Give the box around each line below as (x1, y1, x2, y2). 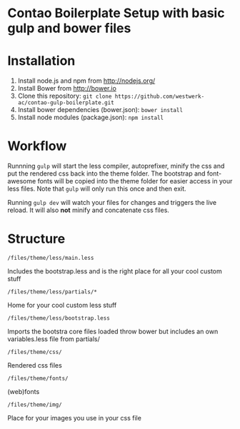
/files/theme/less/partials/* (7, 288, 98, 296)
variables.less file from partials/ (7, 335, 100, 343)
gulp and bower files (7, 20, 131, 36)
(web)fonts (7, 388, 40, 395)
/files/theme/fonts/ (7, 375, 69, 382)
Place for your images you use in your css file (7, 414, 141, 422)
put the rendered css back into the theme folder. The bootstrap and (7, 169, 206, 178)
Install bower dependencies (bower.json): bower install (17, 106, 184, 114)
